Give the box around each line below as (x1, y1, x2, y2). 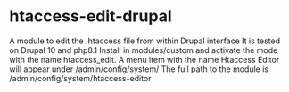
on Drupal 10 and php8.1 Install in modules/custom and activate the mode (9, 44, 278, 55)
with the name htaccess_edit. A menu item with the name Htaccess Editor (9, 54, 280, 65)
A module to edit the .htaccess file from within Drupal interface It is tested (9, 35, 281, 46)
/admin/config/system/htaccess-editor (9, 73, 152, 83)
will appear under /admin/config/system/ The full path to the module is (9, 64, 269, 74)
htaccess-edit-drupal (9, 6, 172, 27)
